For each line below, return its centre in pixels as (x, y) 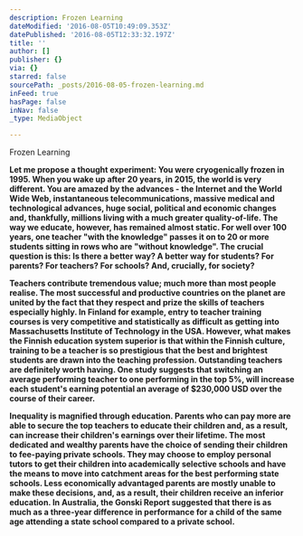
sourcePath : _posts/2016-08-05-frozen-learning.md (107, 85)
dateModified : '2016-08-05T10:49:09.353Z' (90, 26)
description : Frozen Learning (66, 18)
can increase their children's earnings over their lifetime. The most (137, 436)
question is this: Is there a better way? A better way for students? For (142, 256)
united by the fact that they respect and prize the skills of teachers (137, 303)
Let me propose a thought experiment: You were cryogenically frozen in (147, 170)
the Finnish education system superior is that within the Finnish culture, (147, 341)
